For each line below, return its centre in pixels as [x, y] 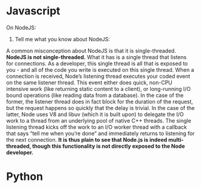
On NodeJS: [21, 28]
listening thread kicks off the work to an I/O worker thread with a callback [97, 127]
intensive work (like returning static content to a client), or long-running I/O [98, 89]
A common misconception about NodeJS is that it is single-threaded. [91, 51]
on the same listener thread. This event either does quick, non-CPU [89, 83]
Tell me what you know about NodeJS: [63, 39]
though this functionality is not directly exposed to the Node [109, 146]
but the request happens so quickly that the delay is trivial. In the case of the [100, 108]
